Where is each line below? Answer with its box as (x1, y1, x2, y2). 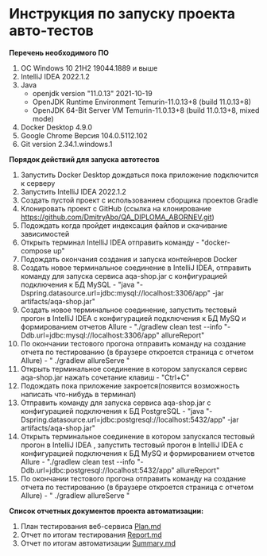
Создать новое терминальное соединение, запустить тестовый (20, 305, 238, 315)
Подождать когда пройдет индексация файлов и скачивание (20, 220, 228, 230)
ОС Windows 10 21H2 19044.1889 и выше (20, 63, 158, 72)
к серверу (20, 178, 56, 187)
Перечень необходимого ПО (9, 48, 110, 57)
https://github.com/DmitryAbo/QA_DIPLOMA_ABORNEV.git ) (20, 212, 215, 222)
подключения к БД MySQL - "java (20, 280, 135, 289)
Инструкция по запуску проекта (9, 5, 236, 23)
